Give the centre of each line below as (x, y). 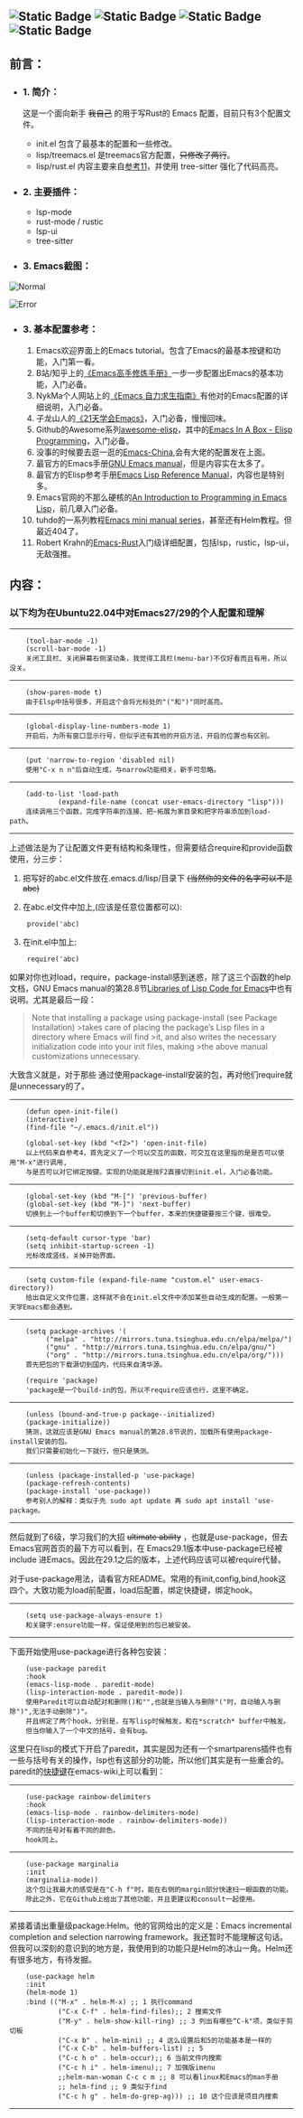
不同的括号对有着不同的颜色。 (73, 1830)
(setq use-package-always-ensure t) (95, 1615)
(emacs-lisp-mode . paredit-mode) (90, 1684)
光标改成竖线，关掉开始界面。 (73, 1256)
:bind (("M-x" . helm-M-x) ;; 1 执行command (109, 2002)
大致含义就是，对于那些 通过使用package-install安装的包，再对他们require (147, 1074)
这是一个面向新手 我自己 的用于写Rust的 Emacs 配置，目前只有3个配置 (153, 113)
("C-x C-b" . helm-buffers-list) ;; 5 (130, 2048)
